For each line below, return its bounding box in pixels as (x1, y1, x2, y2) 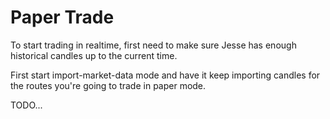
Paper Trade (10, 6, 115, 29)
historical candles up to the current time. (10, 49, 178, 61)
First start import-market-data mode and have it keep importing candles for (10, 69, 321, 81)
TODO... (10, 99, 43, 111)
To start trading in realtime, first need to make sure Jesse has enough (10, 39, 297, 51)
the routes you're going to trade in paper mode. (10, 79, 207, 91)
